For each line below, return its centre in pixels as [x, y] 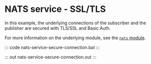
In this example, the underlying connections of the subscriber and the [75, 23]
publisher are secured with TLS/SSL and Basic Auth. [58, 28]
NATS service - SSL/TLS [55, 9]
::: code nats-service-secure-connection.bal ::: [52, 47]
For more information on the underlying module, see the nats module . [75, 38]
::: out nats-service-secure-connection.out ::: [51, 57]
